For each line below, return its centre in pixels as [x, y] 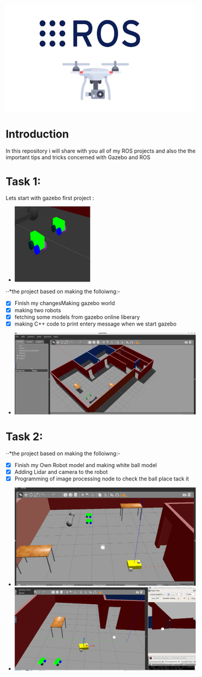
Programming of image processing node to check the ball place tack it [102, 479]
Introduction [37, 134]
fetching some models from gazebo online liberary [77, 317]
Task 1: [23, 181]
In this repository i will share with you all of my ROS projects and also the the [101, 151]
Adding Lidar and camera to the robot [61, 471]
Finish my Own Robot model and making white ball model [86, 465]
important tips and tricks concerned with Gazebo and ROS [78, 157]
